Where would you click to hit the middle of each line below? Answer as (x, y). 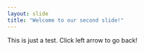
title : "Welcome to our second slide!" (66, 20)
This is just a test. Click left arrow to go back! (72, 40)
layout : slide (28, 14)
